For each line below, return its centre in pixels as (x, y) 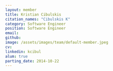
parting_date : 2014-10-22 (32, 61)
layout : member (21, 10)
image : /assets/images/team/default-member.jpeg (57, 42)
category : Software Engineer (35, 24)
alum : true (16, 56)
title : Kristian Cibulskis (33, 14)
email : (12, 33)
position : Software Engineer (35, 28)
